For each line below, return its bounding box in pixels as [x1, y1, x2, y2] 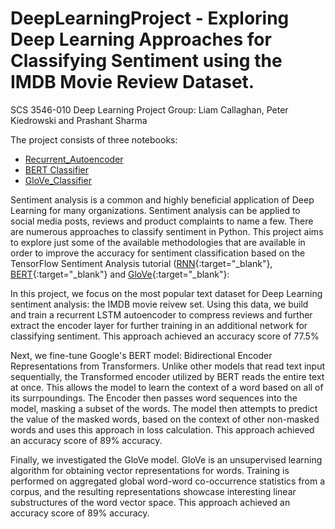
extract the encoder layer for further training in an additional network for [10, 319, 308, 331]
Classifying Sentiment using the [10, 50, 283, 72]
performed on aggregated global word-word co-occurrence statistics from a [10, 475, 326, 487]
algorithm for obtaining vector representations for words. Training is [10, 464, 290, 476]
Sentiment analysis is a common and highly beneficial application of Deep [10, 193, 315, 206]
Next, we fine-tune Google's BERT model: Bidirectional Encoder [10, 349, 273, 361]
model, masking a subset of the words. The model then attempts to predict [10, 402, 318, 414]
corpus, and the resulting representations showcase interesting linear [10, 485, 297, 497]
